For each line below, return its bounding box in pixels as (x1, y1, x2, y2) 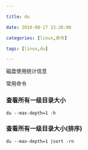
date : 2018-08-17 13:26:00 (6, 24, 72, 30)
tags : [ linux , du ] (6, 45, 48, 52)
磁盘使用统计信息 (6, 68, 47, 75)
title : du (6, 14, 30, 19)
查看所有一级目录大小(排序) (6, 125, 83, 133)
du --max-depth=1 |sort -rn (6, 138, 75, 144)
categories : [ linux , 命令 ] (6, 35, 68, 41)
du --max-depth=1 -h (6, 110, 57, 116)
